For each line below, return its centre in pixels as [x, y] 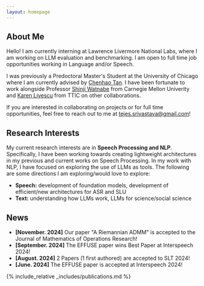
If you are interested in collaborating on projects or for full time [85, 107]
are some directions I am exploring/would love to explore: [78, 174]
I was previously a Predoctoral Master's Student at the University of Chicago [102, 76]
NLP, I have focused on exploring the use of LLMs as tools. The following [98, 167]
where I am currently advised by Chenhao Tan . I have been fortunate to [96, 82]
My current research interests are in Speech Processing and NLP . [89, 148]
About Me [25, 37]
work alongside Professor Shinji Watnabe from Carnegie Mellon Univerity [98, 89]
